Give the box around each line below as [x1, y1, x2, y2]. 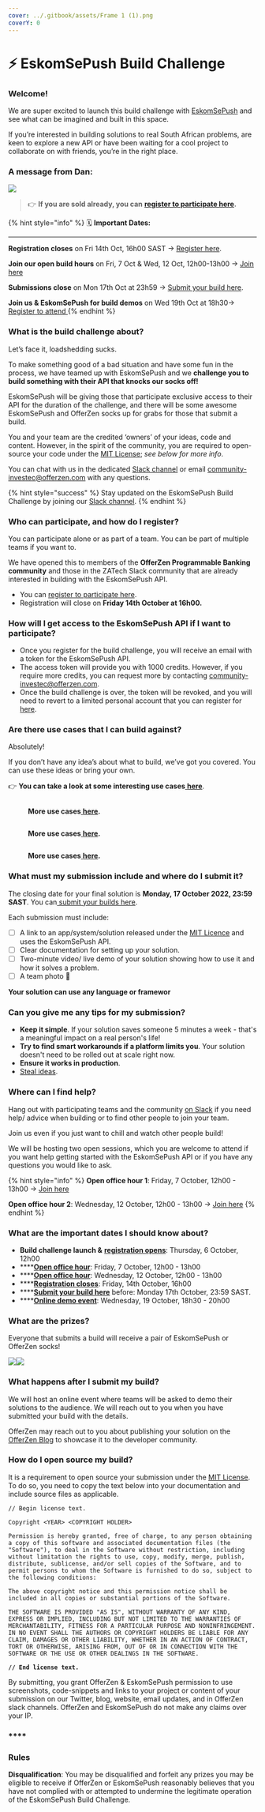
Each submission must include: [8, 912, 109, 922]
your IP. [8, 1711, 33, 1720]
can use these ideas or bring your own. [8, 765, 136, 775]
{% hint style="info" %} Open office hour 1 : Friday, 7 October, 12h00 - [8, 1175, 237, 1185]
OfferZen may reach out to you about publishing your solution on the [8, 1427, 231, 1436]
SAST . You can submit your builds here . [8, 897, 138, 907]
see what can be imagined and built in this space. [8, 114, 170, 123]
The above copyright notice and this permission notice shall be [8, 1587, 227, 1596]
